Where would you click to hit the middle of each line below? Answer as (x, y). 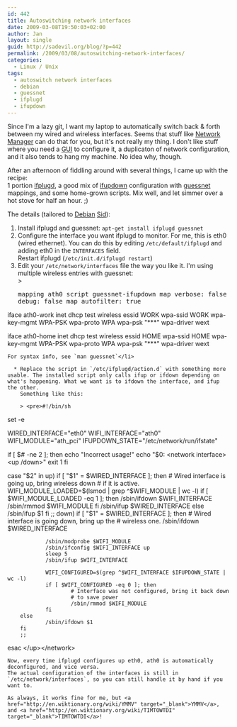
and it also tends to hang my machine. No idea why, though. (95, 156)
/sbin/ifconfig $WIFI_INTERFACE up (98, 548)
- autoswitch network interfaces (63, 80)
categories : (25, 60)
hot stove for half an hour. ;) (48, 200)
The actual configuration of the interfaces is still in (93, 673)
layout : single (30, 40)
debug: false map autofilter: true (79, 301)
